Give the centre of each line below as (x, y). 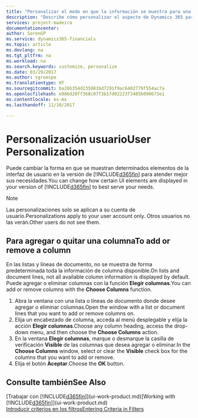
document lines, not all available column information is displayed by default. (98, 277)
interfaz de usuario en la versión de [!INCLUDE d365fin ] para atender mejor (97, 174)
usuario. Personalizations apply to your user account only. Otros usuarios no (98, 216)
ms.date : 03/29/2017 (32, 72)
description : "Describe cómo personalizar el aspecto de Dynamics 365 (95, 17)
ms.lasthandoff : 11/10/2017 (41, 105)
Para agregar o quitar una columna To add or (88, 241)
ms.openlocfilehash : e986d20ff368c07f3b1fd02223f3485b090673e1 (85, 94)
